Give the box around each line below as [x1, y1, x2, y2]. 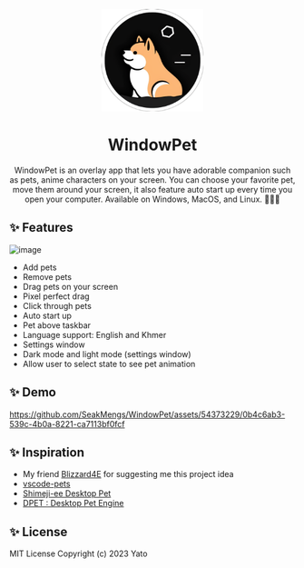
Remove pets [22, 271, 73, 282]
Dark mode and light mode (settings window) [22, 348, 192, 359]
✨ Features [9, 220, 74, 235]
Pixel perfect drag [22, 291, 90, 302]
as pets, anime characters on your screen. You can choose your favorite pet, [9, 174, 296, 185]
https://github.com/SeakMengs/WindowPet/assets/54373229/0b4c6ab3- [9, 409, 286, 420]
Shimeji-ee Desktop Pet [22, 488, 112, 499]
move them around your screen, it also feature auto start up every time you [12, 184, 293, 194]
